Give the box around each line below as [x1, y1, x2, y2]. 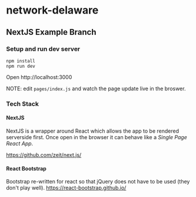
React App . [6, 140, 34, 147]
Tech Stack [6, 100, 39, 108]
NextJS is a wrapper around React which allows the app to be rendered [6, 127, 180, 134]
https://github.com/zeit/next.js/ [6, 152, 82, 158]
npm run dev [6, 63, 35, 69]
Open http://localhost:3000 [6, 73, 72, 80]
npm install [6, 58, 35, 64]
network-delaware [6, 4, 99, 17]
